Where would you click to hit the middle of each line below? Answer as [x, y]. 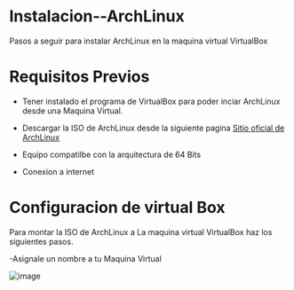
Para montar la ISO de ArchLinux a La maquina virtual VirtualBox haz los [141, 231]
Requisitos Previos [79, 77]
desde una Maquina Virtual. [72, 110]
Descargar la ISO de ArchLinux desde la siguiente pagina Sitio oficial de [153, 128]
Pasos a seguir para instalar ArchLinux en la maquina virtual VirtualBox [139, 41]
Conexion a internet [58, 171]
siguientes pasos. [41, 241]
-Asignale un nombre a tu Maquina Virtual [85, 258]
